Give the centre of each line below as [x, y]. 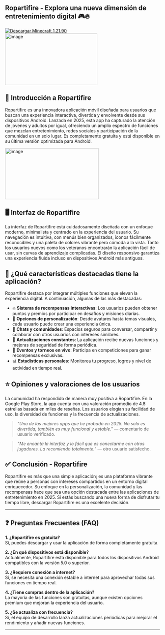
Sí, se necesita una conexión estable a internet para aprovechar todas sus [80, 577]
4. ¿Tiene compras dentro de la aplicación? [50, 592]
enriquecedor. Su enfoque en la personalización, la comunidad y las [74, 486]
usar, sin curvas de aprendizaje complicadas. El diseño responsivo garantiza [82, 253]
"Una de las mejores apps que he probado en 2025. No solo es [81, 424]
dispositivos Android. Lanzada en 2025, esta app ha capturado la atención [80, 120]
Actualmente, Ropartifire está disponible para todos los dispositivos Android [82, 557]
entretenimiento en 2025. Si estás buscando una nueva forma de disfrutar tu [82, 497]
